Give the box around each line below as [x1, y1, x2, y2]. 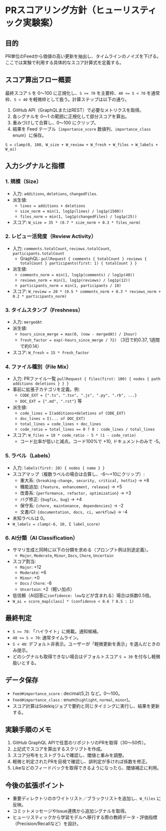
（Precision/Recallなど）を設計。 [12, 820, 81, 827]
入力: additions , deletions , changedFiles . [12, 190, 98, 197]
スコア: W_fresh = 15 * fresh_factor [12, 349, 89, 355]
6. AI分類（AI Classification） [5, 534, 78, 541]
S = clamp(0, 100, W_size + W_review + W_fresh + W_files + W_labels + [5, 142, 158, 147]
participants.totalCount [12, 251, 65, 256]
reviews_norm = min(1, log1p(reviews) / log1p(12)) [20, 278, 130, 283]
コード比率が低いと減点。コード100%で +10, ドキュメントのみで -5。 [20, 438, 163, 444]
